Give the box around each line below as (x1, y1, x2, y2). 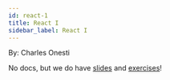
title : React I (8, 19, 59, 27)
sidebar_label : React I (8, 26, 88, 34)
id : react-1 (8, 11, 48, 20)
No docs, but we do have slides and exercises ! (8, 63, 163, 73)
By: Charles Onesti (8, 48, 71, 58)
